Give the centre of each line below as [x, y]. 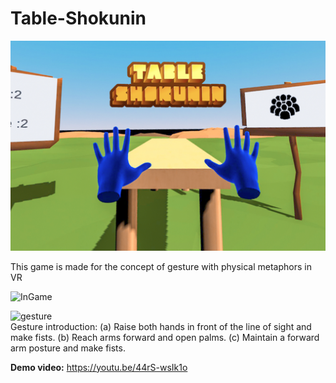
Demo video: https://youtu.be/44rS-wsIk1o [99, 367]
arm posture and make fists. [68, 348]
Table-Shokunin [78, 18]
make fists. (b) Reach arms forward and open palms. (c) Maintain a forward [165, 337]
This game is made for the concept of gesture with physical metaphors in [161, 266]
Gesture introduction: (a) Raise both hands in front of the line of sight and [161, 326]
